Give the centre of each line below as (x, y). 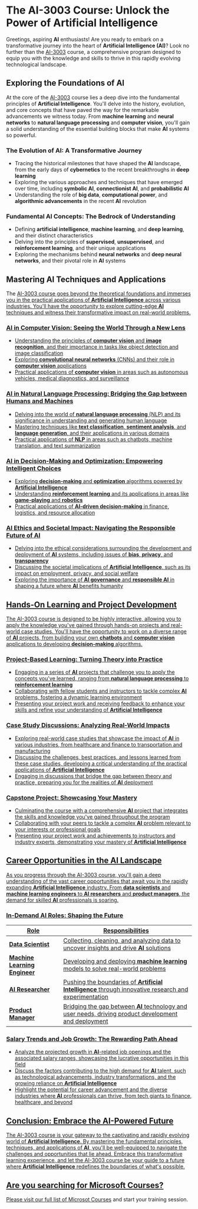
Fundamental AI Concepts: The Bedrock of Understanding (91, 216)
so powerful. (22, 135)
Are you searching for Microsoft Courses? (85, 1185)
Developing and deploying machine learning (125, 962)
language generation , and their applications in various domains (92, 433)
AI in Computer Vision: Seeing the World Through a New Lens (96, 328)
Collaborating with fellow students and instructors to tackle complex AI (100, 691)
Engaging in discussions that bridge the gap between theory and (93, 776)
